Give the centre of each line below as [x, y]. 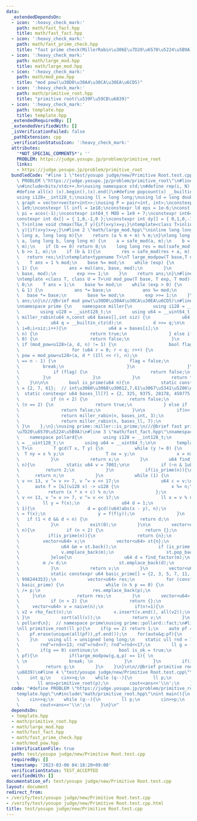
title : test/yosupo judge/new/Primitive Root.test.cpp [74, 809]
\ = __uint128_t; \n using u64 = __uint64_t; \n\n [86, 443]
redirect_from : [25, 792]
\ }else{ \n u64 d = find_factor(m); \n [103, 558]
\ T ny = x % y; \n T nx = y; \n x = [101, 454]
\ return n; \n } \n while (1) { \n [93, 476]
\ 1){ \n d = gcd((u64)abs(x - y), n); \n [91, 509]
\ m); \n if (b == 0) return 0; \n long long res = [86, 246]
